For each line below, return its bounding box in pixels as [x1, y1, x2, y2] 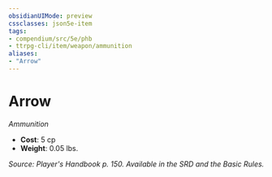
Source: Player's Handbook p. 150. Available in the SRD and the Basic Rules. [8, 159, 265, 169]
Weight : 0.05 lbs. [19, 143, 79, 153]
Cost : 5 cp [19, 135, 56, 145]
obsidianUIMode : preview [8, 11, 93, 20]
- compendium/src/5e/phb [8, 34, 93, 43]
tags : [8, 27, 27, 35]
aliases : [8, 50, 38, 58]
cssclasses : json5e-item [8, 19, 93, 28]
